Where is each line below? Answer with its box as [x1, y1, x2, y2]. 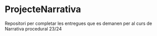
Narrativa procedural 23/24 [5, 25, 62, 31]
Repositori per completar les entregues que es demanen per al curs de [5, 20, 152, 26]
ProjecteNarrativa [5, 4, 82, 15]
